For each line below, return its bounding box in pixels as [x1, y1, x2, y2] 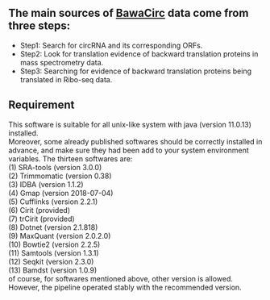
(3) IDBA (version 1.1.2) [8, 179, 84, 189]
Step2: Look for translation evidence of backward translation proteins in [19, 48, 259, 59]
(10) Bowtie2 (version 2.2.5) [8, 240, 101, 249]
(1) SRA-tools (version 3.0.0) [8, 162, 102, 172]
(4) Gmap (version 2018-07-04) [8, 188, 114, 198]
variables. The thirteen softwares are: [8, 153, 133, 164]
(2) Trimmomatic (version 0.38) [8, 171, 112, 181]
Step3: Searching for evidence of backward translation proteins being [19, 66, 252, 76]
